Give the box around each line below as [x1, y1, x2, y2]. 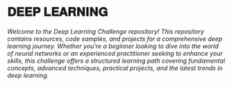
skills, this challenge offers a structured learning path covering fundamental [7, 56, 226, 65]
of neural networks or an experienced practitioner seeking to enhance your [7, 49, 223, 57]
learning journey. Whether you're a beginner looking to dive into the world [7, 42, 219, 50]
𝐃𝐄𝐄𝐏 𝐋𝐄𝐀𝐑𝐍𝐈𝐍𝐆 [7, 4, 108, 20]
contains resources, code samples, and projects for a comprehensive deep [7, 34, 223, 43]
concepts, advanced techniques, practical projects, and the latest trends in [7, 63, 223, 72]
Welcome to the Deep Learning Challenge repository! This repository [7, 27, 205, 35]
